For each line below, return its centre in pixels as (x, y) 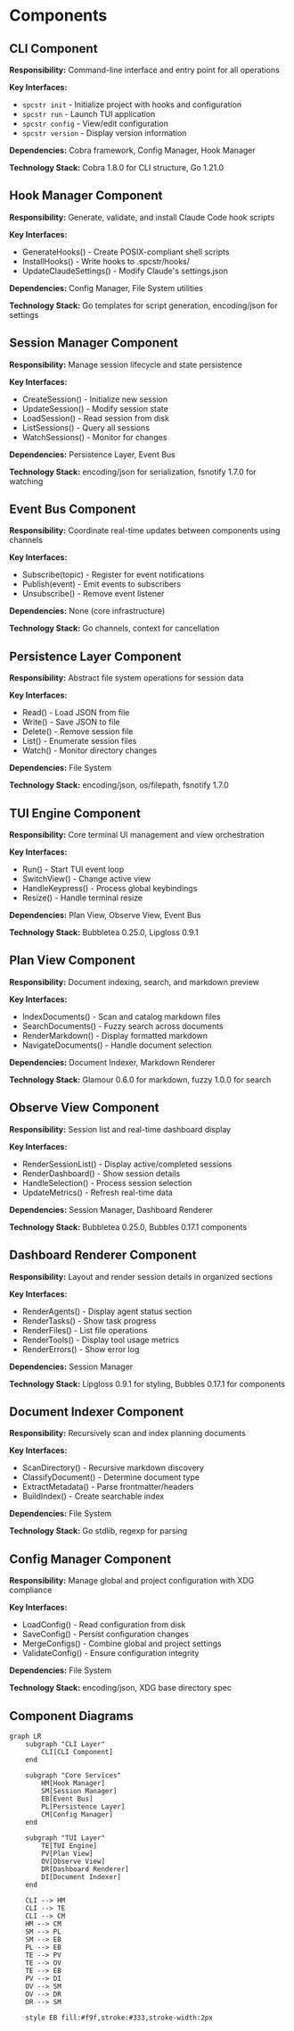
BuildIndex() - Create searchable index (93, 1496)
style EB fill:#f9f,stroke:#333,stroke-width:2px (119, 2018)
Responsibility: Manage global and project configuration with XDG (132, 1581)
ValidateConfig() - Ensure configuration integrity (110, 1653)
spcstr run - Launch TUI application (89, 114)
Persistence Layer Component (95, 656)
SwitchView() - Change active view (86, 879)
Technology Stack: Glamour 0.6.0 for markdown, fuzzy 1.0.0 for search (140, 1079)
